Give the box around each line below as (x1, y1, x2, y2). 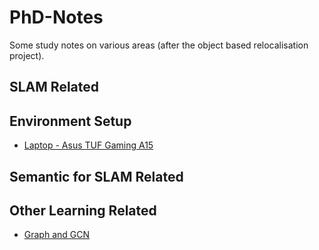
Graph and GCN (23, 229, 91, 241)
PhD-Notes (9, 6, 104, 29)
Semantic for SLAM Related (9, 168, 184, 185)
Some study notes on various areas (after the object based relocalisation (9, 39, 309, 51)
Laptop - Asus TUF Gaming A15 (23, 139, 154, 151)
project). (9, 49, 45, 61)
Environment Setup (9, 112, 132, 130)
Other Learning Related (9, 202, 157, 219)
